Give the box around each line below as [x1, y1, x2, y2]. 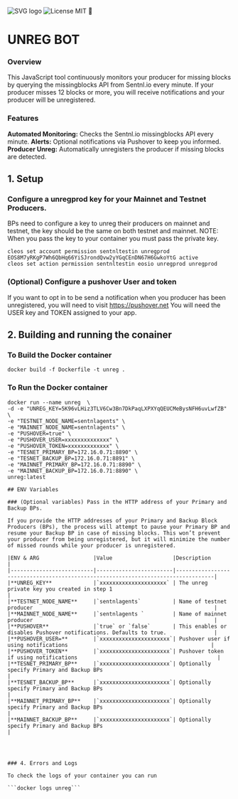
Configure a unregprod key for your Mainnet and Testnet [7, 194, 207, 204]
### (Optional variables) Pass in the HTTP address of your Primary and [7, 498, 227, 505]
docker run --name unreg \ [7, 399, 91, 406]
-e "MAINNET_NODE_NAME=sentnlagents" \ [7, 424, 126, 431]
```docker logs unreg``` [7, 784, 81, 792]
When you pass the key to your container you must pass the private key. [7, 235, 219, 243]
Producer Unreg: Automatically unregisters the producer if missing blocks [7, 144, 225, 153]
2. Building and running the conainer [7, 329, 173, 341]
